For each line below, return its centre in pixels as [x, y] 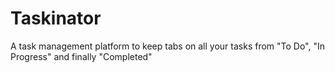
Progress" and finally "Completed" [81, 56]
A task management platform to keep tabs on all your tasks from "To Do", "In [168, 46]
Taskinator [56, 18]
